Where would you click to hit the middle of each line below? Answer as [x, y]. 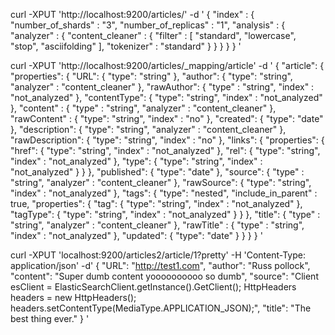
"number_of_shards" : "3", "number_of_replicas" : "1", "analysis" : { [148, 25]
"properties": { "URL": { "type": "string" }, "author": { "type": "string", [151, 76]
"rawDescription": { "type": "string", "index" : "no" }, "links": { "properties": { [167, 140]
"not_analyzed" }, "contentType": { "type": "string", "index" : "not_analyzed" [166, 97]
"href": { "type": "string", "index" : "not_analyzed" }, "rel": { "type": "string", [165, 150]
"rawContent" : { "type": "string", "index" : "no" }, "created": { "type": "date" [167, 118]
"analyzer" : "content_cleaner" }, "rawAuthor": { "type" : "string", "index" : [162, 87]
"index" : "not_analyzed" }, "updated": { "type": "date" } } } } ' [136, 235]
